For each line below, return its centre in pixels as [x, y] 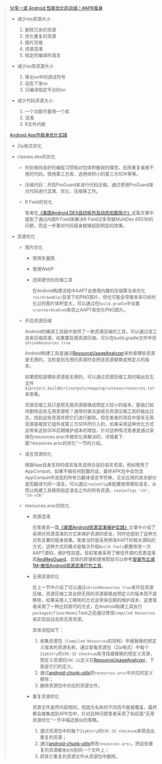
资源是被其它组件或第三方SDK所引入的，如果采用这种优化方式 [89, 424]
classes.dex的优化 [36, 157]
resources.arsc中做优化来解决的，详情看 [76, 437]
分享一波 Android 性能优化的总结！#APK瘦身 [56, 8]
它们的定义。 [62, 666]
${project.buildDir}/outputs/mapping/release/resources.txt [90, 388]
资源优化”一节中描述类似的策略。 [67, 720]
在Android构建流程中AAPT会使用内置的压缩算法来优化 [89, 291]
